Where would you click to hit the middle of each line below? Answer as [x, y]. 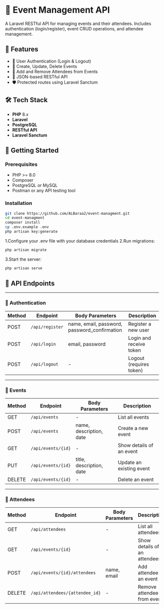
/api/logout [45, 364]
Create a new [133, 429]
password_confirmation [95, 330]
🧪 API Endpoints [30, 283]
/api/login [43, 344]
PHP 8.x [20, 114]
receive [137, 344]
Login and [140, 338]
